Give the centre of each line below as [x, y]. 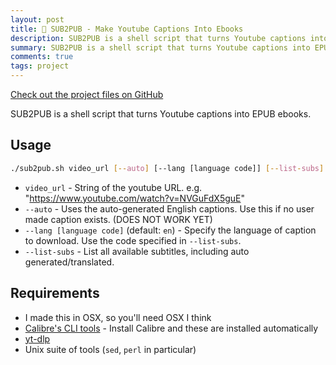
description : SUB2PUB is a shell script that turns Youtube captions [158, 38]
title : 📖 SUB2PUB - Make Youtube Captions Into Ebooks [127, 29]
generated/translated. [69, 262]
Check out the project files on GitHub [87, 94]
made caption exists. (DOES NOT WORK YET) [118, 219]
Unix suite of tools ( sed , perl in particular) [110, 349]
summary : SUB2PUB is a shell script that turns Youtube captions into [160, 47]
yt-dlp [37, 338]
